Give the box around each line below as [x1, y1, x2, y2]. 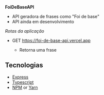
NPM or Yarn [12, 84, 38, 90]
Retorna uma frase [19, 47, 57, 53]
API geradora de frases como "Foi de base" [12, 14, 100, 19]
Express [12, 74, 29, 80]
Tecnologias [5, 61, 43, 70]
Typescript [12, 79, 34, 85]
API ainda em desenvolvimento [12, 19, 74, 24]
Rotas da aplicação [5, 28, 45, 34]
